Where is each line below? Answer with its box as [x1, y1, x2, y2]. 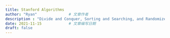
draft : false [5, 26, 33, 31]
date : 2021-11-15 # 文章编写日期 [5, 21, 96, 26]
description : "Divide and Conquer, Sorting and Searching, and [5, 16, 144, 21]
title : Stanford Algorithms [5, 7, 65, 12]
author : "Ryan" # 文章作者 [5, 12, 89, 17]
